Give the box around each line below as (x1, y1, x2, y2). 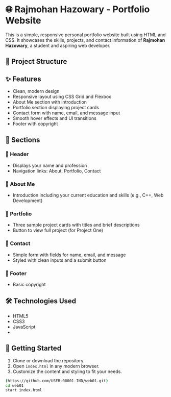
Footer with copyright (12, 121, 58, 127)
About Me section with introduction (12, 99, 87, 105)
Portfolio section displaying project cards (12, 105, 100, 111)
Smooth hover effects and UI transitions (12, 115, 97, 121)
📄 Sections (5, 135, 40, 144)
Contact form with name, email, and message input (12, 110, 120, 116)
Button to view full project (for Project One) (12, 227, 104, 233)
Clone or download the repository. (12, 357, 85, 363)
